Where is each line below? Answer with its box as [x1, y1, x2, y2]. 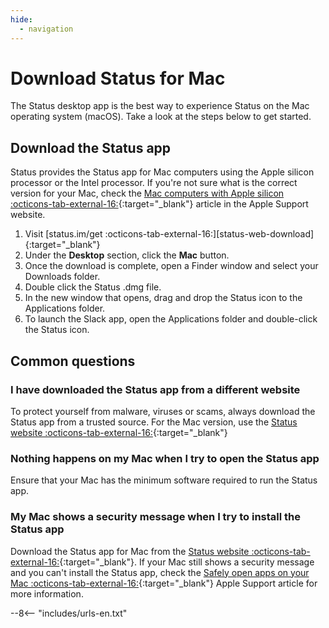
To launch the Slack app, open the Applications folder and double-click [24, 313, 318, 325]
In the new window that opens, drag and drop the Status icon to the [24, 292, 303, 304]
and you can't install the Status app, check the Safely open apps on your [10, 566, 310, 578]
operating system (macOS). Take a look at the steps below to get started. [10, 111, 312, 123]
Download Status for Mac [10, 67, 226, 90]
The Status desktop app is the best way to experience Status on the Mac [10, 100, 310, 112]
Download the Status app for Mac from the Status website [10, 545, 250, 557]
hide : [10, 14, 33, 25]
